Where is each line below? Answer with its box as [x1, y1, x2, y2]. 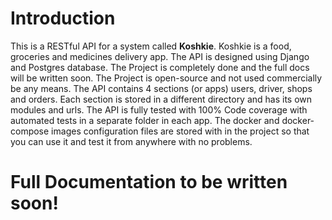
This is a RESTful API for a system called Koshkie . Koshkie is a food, [10, 40, 292, 52]
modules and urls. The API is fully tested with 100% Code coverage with [10, 103, 308, 116]
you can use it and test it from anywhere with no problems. [10, 135, 253, 147]
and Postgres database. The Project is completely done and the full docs [10, 61, 310, 73]
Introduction [10, 7, 116, 30]
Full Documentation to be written [10, 171, 288, 194]
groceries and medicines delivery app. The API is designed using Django [10, 50, 310, 62]
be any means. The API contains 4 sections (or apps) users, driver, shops [10, 82, 313, 94]
